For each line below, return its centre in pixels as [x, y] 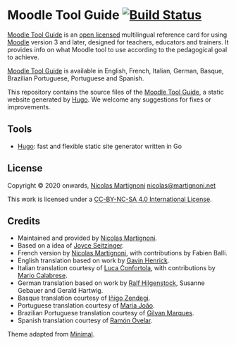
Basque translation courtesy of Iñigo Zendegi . [84, 298]
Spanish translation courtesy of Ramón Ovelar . [85, 320]
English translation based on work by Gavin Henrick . [93, 260]
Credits [24, 221]
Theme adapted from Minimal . [51, 334]
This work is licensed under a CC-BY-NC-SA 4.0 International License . [110, 199]
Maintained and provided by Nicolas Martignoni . [87, 238]
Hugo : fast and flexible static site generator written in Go [99, 146]
